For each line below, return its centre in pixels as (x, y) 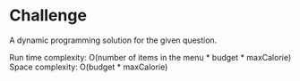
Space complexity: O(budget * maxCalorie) (89, 67)
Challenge (48, 16)
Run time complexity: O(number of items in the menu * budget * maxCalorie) (150, 57)
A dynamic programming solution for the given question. (113, 40)
